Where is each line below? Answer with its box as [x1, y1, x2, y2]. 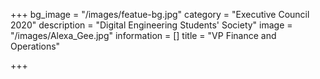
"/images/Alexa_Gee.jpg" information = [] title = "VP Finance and [10, 30, 277, 41]
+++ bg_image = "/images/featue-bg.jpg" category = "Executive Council [10, 9, 310, 20]
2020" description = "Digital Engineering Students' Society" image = [10, 19, 293, 31]
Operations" [10, 40, 61, 52]
